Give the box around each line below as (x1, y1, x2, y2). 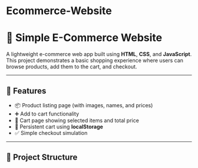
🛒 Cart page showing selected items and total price (14, 117, 140, 124)
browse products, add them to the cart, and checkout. (6, 63, 137, 70)
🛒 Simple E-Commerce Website (6, 31, 163, 45)
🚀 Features (6, 85, 47, 95)
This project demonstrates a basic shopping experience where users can (6, 57, 184, 64)
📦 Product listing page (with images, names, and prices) (14, 101, 153, 108)
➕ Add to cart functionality (14, 110, 80, 117)
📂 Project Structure (6, 152, 78, 163)
